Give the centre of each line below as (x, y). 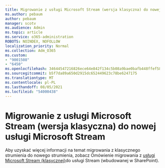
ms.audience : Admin (25, 28)
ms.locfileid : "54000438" (31, 92)
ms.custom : (16, 55)
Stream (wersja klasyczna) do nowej (81, 126)
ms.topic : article (24, 32)
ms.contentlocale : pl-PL (30, 82)
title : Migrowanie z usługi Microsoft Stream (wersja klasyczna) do (77, 10)
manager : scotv (21, 23)
